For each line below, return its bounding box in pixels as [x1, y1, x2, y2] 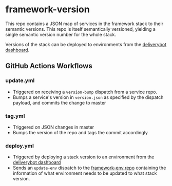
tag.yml [5, 112, 25, 119]
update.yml [5, 77, 35, 84]
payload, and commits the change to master [12, 99, 106, 106]
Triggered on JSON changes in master [12, 124, 94, 130]
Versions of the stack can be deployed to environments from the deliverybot [5, 41, 167, 47]
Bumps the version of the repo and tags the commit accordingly [12, 129, 148, 135]
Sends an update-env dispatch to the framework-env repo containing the [12, 165, 166, 171]
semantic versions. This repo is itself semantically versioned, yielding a [5, 26, 156, 32]
